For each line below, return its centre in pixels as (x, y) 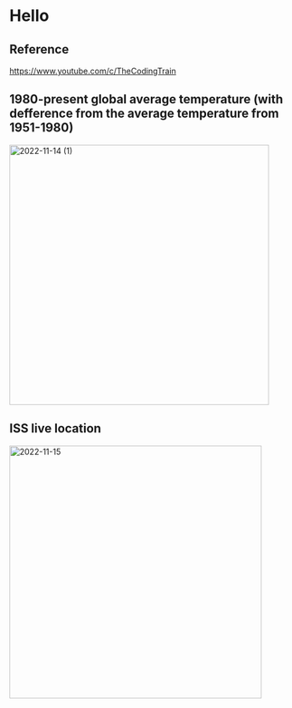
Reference (39, 49)
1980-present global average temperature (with (146, 99)
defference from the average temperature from (144, 114)
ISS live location (56, 428)
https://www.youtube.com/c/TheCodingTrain (93, 71)
